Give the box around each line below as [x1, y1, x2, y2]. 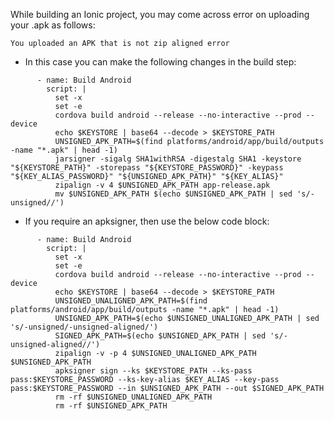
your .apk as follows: [10, 19, 96, 31]
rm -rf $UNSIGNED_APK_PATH [54, 401, 168, 411]
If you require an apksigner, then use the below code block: [24, 215, 270, 227]
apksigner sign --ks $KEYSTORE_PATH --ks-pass [54, 366, 253, 376]
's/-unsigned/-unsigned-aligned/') [10, 322, 159, 332]
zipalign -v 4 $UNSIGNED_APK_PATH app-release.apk [54, 180, 271, 190]
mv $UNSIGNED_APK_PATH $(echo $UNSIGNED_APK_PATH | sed [54, 189, 293, 199]
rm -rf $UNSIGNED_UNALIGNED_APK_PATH [54, 392, 213, 402]
